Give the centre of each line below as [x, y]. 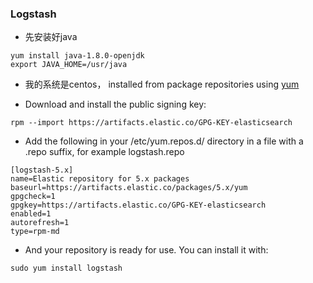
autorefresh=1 [40, 223]
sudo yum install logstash [66, 268]
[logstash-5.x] [42, 170]
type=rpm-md [35, 232]
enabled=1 [31, 214]
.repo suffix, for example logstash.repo [104, 152]
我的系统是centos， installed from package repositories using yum [162, 84]
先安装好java [51, 37]
